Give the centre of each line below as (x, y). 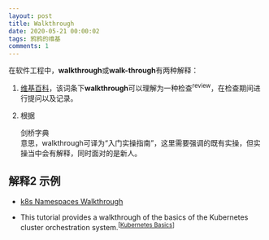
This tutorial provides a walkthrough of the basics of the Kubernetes (134, 217)
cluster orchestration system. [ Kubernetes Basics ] (97, 226)
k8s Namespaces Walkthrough (72, 201)
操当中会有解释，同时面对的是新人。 (81, 153)
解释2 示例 (35, 181)
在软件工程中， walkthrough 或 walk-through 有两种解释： (104, 71)
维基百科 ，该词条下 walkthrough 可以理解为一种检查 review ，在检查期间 (137, 87)
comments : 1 (28, 46)
